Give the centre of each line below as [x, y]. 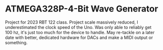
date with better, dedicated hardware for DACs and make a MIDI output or [79, 37]
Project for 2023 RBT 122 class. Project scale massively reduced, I [71, 22]
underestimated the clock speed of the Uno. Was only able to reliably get [78, 27]
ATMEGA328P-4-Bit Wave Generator [82, 9]
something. [16, 42]
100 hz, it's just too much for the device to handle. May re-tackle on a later [80, 32]
